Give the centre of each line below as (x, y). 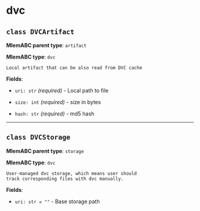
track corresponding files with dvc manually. (65, 179)
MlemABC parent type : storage (45, 151)
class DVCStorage (38, 137)
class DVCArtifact (40, 32)
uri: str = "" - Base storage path (57, 201)
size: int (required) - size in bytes (58, 102)
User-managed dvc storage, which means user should (71, 173)
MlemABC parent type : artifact (46, 45)
